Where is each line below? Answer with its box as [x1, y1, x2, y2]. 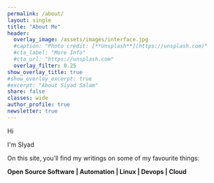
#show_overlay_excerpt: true [7, 75, 92, 82]
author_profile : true [7, 101, 71, 108]
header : [7, 29, 30, 37]
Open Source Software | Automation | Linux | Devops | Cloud [7, 167, 187, 175]
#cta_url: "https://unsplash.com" [13, 56, 114, 63]
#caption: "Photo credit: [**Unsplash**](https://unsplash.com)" [13, 43, 208, 50]
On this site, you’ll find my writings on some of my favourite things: [7, 154, 200, 162]
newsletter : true [7, 108, 58, 115]
